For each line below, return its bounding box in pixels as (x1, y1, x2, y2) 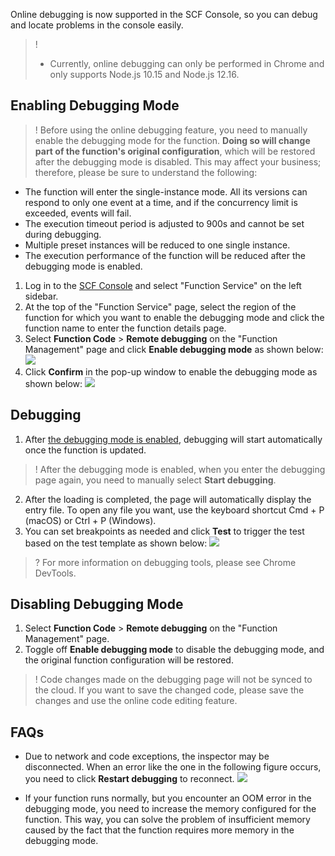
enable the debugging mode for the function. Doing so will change (34, 134, 311, 146)
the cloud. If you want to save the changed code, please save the (34, 684, 305, 696)
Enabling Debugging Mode (10, 97, 180, 114)
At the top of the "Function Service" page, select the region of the (24, 300, 297, 313)
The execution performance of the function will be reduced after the (24, 249, 306, 261)
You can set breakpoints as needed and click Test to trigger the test (24, 525, 305, 537)
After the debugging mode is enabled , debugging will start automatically (24, 433, 323, 445)
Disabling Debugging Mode (10, 596, 184, 613)
